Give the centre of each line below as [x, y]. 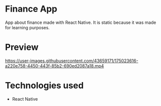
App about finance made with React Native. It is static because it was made [81, 22]
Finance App [31, 9]
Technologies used [45, 86]
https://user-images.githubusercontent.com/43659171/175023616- [72, 61]
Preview [22, 47]
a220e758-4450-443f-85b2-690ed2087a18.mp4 [54, 66]
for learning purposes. [27, 27]
